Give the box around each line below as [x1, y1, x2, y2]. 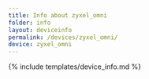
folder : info [8, 19, 51, 27]
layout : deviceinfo [8, 26, 73, 34]
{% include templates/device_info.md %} [8, 62, 142, 71]
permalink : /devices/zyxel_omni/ [8, 33, 118, 41]
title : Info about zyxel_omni [8, 11, 108, 20]
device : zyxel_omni [8, 41, 73, 48]
